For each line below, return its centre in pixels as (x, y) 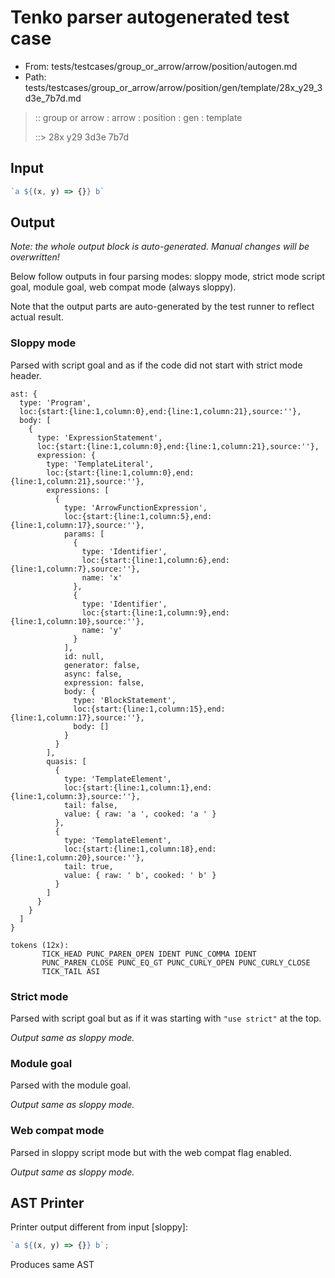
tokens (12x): (40, 945)
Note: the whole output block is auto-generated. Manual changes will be (160, 247)
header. (26, 375)
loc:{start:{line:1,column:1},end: (138, 787)
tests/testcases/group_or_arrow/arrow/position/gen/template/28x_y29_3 (173, 87)
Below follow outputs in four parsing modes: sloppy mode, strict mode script (168, 277)
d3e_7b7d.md (53, 98)
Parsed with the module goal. (71, 1085)
